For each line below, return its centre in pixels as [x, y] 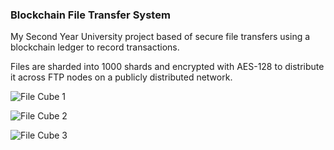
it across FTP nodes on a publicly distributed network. [121, 77]
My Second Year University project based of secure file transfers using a [160, 37]
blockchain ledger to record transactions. [95, 47]
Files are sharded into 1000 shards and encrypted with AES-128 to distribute [167, 67]
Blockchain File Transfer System [90, 15]
